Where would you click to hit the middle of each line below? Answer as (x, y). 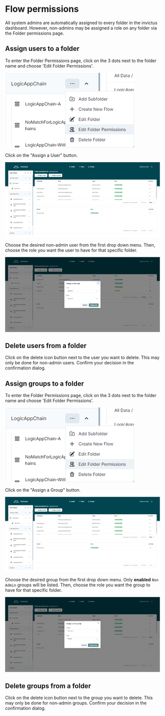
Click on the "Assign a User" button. (41, 155)
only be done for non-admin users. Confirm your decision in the (69, 363)
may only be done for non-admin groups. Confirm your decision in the (76, 703)
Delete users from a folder (46, 345)
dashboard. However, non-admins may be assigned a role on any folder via (81, 28)
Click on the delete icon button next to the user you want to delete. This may (82, 358)
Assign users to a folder (42, 49)
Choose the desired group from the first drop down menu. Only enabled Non (82, 580)
